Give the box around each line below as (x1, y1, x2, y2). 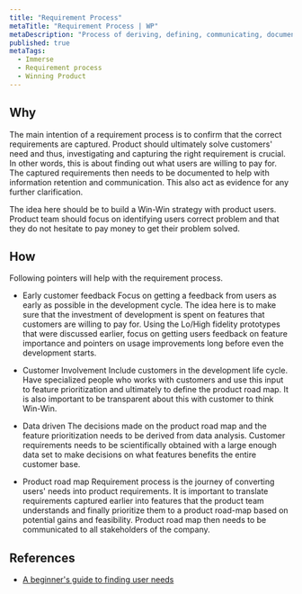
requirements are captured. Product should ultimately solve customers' (9, 139, 272, 149)
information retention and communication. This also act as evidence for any (9, 176, 289, 187)
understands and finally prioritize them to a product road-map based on (22, 505, 289, 516)
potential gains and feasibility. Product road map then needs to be (22, 515, 267, 526)
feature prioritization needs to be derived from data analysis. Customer (22, 430, 286, 441)
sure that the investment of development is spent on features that (22, 310, 265, 320)
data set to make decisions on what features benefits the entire (22, 449, 257, 460)
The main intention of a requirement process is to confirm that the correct (9, 129, 282, 139)
